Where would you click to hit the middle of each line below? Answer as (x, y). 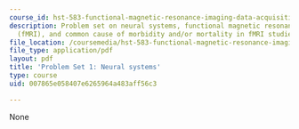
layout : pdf (31, 59)
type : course (33, 76)
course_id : (29, 17)
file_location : (37, 42)
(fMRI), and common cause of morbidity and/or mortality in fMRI (141, 34)
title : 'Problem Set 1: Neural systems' (85, 68)
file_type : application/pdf (61, 51)
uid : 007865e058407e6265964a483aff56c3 (83, 84)
